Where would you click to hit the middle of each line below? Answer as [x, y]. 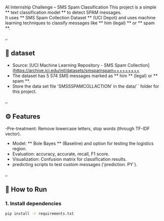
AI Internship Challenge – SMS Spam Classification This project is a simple [81, 7]
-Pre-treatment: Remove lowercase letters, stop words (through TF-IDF [78, 129]
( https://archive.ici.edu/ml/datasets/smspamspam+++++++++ [76, 70]
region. [20, 148]
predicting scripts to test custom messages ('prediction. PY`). [75, 164]
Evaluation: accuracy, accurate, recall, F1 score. [61, 154]
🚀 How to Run [26, 190]
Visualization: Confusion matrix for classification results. [69, 159]
